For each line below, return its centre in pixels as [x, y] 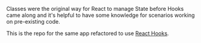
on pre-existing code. [33, 21]
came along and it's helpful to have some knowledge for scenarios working [100, 15]
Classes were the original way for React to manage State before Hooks [95, 9]
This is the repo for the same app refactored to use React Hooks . [88, 33]
